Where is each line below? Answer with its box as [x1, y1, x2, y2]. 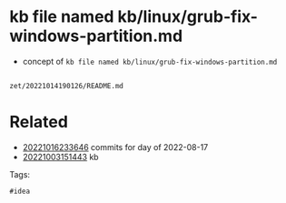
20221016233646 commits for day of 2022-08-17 [22, 141, 209, 152]
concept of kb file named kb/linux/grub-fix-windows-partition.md [22, 56, 278, 66]
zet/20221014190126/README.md [9, 81, 124, 90]
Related [9, 112, 68, 133]
